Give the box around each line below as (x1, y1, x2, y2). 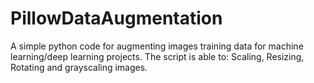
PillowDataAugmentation (10, 7, 223, 30)
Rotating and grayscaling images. (10, 61, 148, 73)
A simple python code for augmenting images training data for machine (10, 40, 304, 52)
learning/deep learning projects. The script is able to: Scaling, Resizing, (10, 50, 305, 62)
